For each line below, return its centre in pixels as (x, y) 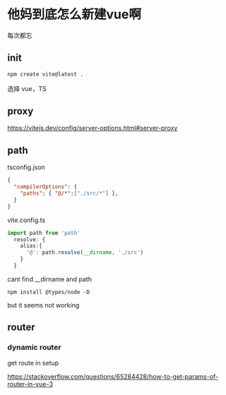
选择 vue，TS (27, 88)
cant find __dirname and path (49, 279)
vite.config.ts (26, 220)
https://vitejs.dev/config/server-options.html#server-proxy (93, 128)
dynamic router (34, 348)
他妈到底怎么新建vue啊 (74, 14)
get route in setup (33, 363)
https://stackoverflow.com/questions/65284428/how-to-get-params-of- (113, 376)
